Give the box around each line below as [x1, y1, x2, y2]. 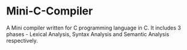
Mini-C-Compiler [6, 4, 93, 18]
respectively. [6, 37, 38, 44]
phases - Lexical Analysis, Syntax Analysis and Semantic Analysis [6, 30, 170, 37]
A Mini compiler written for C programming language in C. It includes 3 [6, 24, 182, 31]
